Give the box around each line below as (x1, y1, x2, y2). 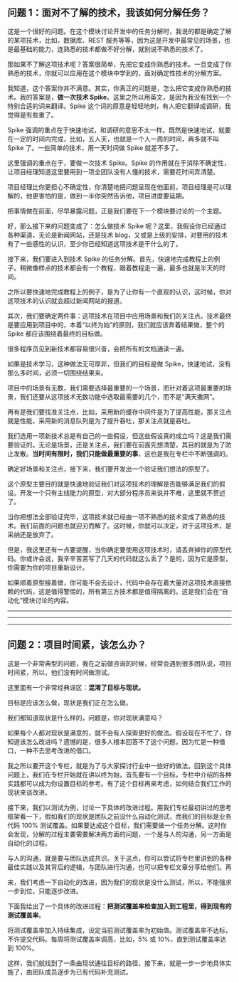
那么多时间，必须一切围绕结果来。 (7, 368, 107, 377)
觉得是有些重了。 (7, 110, 58, 119)
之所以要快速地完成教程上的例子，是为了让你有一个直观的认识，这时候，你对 (7, 287, 232, 296)
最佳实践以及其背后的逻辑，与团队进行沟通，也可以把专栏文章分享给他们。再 (7, 863, 232, 871)
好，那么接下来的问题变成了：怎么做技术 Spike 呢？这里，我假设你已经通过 (7, 221, 227, 230)
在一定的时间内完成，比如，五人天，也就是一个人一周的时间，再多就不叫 (7, 134, 219, 143)
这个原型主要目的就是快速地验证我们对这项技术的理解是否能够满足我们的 (7, 479, 219, 488)
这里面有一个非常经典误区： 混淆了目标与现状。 (7, 683, 144, 691)
